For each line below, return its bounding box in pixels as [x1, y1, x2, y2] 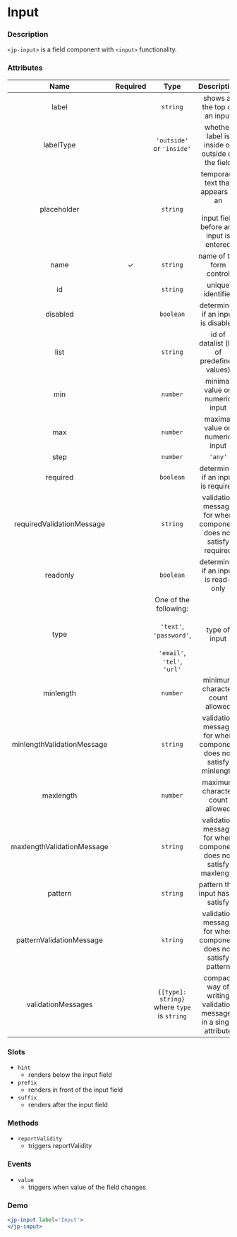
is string [157, 1011, 187, 1020]
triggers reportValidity [28, 1142, 92, 1150]
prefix [17, 1080, 37, 1087]
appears [200, 186, 229, 196]
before [200, 221, 222, 231]
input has [198, 888, 230, 898]
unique [207, 280, 230, 290]
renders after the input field [28, 1101, 108, 1109]
